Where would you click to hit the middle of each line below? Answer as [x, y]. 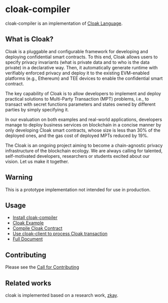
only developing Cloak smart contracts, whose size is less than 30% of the [83, 130]
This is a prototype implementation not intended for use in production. [78, 189]
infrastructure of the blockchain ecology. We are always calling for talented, [84, 151]
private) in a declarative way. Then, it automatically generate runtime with [81, 67]
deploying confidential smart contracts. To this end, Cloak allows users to [81, 57]
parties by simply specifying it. [37, 109]
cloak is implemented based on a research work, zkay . [62, 295]
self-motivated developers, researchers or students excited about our [77, 156]
